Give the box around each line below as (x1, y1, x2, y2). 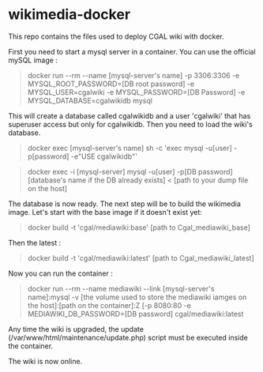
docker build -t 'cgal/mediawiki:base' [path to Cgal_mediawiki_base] (27, 223, 250, 232)
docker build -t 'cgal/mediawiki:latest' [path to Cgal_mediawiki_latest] (27, 253, 254, 262)
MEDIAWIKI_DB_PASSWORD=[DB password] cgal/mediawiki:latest (27, 309, 244, 318)
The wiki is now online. (8, 356, 83, 366)
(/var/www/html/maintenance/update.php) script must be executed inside (8, 333, 249, 342)
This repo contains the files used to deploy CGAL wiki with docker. (8, 32, 224, 41)
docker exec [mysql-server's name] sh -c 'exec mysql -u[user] (27, 143, 233, 152)
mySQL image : (8, 55, 58, 65)
